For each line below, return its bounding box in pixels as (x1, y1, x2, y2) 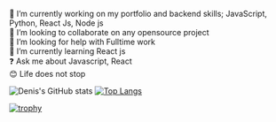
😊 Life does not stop (9, 69, 86, 79)
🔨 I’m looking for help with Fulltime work (9, 36, 156, 47)
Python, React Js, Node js (9, 18, 104, 28)
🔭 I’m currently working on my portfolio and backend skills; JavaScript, (9, 9, 268, 19)
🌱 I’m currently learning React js (9, 46, 126, 57)
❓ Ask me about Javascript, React (9, 56, 133, 66)
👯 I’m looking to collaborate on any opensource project (9, 27, 210, 37)
